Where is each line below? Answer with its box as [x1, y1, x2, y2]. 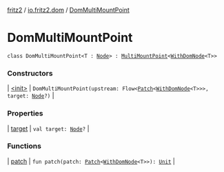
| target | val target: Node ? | [7, 124, 90, 133]
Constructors [7, 68, 53, 78]
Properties [7, 109, 43, 118]
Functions [7, 141, 41, 151]
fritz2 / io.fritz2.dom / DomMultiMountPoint [7, 6, 130, 14]
